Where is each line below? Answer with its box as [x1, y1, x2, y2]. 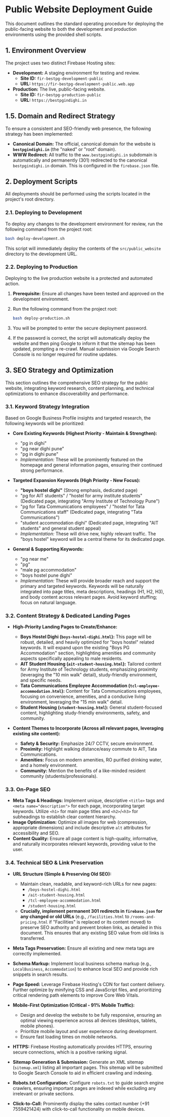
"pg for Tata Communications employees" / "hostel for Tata [20, 503, 145, 510]
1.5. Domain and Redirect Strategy [5, 112, 116, 121]
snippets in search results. [12, 971, 68, 977]
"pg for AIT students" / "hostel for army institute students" [20, 492, 143, 498]
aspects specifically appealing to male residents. [20, 655, 123, 662]
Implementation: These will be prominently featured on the [20, 456, 144, 463]
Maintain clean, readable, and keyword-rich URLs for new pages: [20, 881, 157, 887]
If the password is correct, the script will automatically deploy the [12, 335, 150, 341]
